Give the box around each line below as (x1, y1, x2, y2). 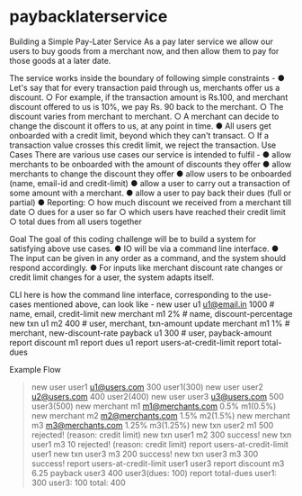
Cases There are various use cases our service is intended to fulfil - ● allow (9, 149, 292, 159)
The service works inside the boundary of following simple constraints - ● (9, 72, 285, 83)
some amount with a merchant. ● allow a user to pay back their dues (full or (9, 187, 292, 198)
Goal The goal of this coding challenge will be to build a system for (9, 233, 257, 244)
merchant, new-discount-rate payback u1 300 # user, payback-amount (9, 327, 272, 338)
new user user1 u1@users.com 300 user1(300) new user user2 (31, 381, 263, 392)
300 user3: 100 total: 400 (31, 477, 126, 488)
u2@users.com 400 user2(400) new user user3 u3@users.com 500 (31, 391, 285, 401)
